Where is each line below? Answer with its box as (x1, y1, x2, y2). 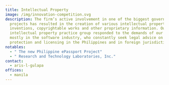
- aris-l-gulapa (10, 63, 44, 68)
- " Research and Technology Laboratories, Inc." (10, 53, 116, 59)
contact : (5, 58, 24, 63)
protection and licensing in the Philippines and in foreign (10, 40, 141, 45)
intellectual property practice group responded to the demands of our (10, 30, 163, 35)
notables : (5, 44, 26, 49)
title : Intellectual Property (5, 7, 69, 12)
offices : (5, 68, 24, 73)
